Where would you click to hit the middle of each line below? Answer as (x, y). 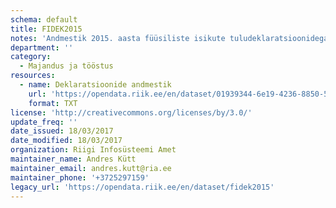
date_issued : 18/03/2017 (62, 131)
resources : (33, 76)
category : (31, 57)
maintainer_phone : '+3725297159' (80, 177)
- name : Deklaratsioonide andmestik (95, 85)
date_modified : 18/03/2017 (66, 141)
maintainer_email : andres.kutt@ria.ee (91, 168)
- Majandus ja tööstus (66, 66)
